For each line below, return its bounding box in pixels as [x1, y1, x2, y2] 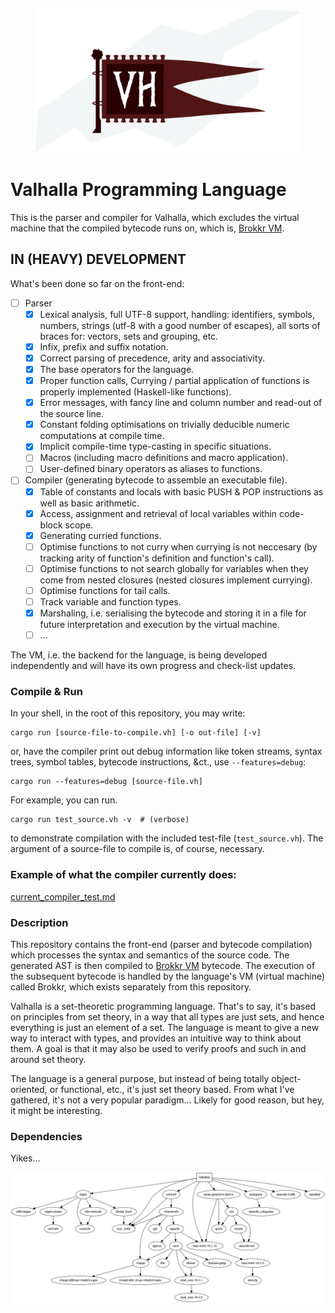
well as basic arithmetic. [39, 497, 140, 509]
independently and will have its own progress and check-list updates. [10, 660, 297, 672]
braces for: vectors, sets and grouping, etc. [39, 330, 219, 342]
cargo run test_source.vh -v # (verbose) [10, 815, 190, 825]
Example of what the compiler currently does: [10, 868, 237, 882]
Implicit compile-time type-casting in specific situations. [39, 440, 272, 453]
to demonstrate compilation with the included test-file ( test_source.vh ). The [10, 832, 324, 844]
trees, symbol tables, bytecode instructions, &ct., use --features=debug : [10, 756, 307, 768]
